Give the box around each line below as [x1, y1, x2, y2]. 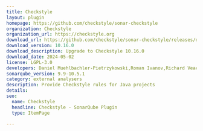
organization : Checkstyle [6, 25, 71, 32]
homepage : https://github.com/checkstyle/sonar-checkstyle [6, 20, 158, 26]
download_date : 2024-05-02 [6, 54, 74, 60]
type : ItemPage [11, 110, 50, 116]
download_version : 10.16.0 [6, 43, 74, 49]
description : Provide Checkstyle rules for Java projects [6, 82, 155, 88]
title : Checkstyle [6, 8, 53, 15]
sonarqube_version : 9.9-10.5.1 [6, 71, 85, 77]
